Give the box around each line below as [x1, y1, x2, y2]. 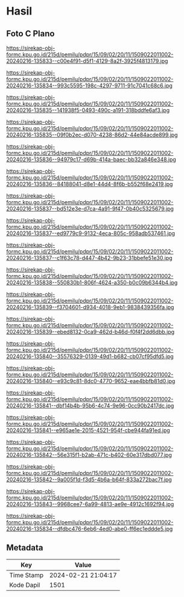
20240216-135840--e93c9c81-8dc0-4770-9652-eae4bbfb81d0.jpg [6, 378, 176, 384]
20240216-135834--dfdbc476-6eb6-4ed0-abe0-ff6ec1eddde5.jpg [6, 525, 173, 532]
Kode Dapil [9, 581, 40, 589]
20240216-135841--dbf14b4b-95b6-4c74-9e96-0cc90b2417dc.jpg [6, 402, 174, 409]
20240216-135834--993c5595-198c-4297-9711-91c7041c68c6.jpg [6, 82, 173, 89]
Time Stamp [9, 571, 44, 579]
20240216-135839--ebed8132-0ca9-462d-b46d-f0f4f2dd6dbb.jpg [6, 329, 175, 335]
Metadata [6, 542, 43, 553]
